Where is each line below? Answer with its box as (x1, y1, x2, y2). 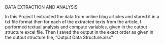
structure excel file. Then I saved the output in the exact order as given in (5, 29, 154, 35)
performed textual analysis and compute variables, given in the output (5, 24, 148, 30)
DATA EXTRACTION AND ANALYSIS (5, 4, 78, 10)
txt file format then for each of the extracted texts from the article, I (5, 19, 141, 24)
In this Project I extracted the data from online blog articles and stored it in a (5, 14, 159, 19)
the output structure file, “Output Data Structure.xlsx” (5, 34, 113, 40)
